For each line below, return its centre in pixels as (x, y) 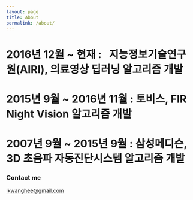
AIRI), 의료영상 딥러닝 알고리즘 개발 (102, 69)
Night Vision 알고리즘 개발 (69, 114)
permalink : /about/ (31, 23)
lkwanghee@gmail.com (35, 191)
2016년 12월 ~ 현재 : (54, 54)
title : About (22, 17)
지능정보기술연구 (148, 54)
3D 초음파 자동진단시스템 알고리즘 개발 (96, 158)
